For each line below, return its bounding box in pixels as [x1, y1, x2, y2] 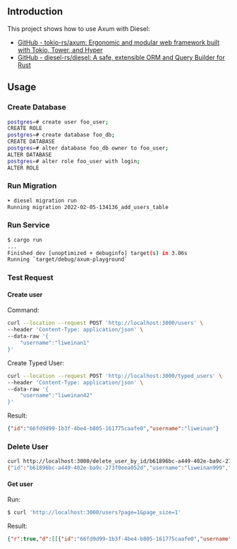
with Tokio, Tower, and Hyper [17, 45, 104, 54]
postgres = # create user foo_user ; [7, 118, 109, 126]
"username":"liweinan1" [20, 339, 90, 347]
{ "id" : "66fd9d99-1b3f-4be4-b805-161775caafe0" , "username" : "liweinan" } [7, 425, 219, 432]
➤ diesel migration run [7, 197, 78, 204]
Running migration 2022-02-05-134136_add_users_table [7, 203, 169, 211]
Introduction [7, 6, 63, 18]
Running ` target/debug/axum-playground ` [7, 256, 128, 264]
